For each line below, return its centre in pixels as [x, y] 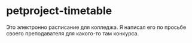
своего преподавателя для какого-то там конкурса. [73, 33]
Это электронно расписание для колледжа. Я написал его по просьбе [96, 27]
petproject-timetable [59, 11]
